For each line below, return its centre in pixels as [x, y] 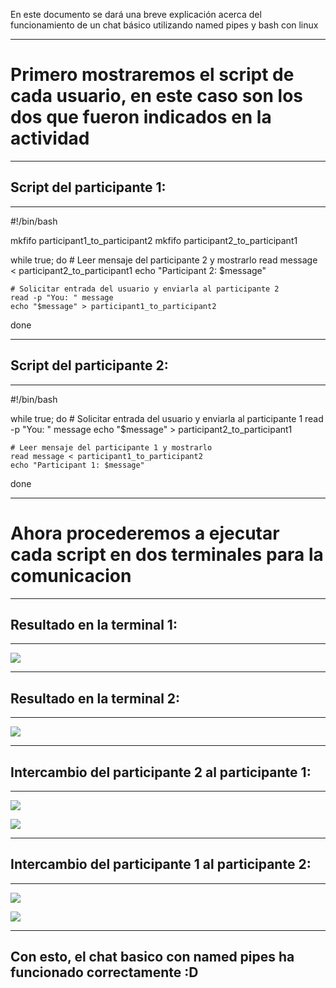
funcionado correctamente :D [104, 972]
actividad [50, 138]
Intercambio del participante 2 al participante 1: [161, 772]
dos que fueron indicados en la [141, 117]
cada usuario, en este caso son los [156, 96]
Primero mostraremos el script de [152, 75]
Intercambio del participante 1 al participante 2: [161, 864]
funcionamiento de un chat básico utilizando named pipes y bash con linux [164, 25]
